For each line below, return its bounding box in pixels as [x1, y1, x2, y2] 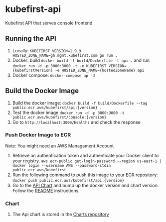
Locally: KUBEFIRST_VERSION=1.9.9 [12, 47, 81, 53]
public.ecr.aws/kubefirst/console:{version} [12, 114, 107, 120]
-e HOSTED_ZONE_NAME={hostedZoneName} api [54, 68, 145, 73]
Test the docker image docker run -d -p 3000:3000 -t [12, 110, 125, 115]
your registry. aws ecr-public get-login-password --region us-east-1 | [12, 158, 162, 164]
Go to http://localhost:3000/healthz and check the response [12, 119, 141, 125]
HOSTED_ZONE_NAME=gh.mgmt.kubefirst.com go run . [12, 53, 118, 58]
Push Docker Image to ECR [5, 131, 71, 138]
